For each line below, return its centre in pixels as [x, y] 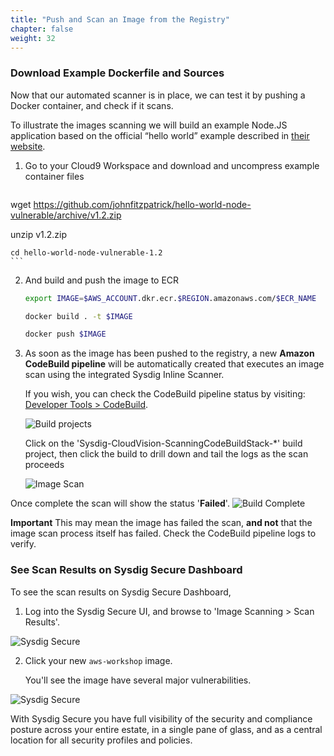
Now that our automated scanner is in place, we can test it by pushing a [158, 95]
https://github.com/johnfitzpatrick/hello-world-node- [142, 204]
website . [28, 146]
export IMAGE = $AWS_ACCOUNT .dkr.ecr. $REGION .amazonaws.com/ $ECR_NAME [170, 298]
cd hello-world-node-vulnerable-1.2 [86, 252]
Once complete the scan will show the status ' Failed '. [120, 503]
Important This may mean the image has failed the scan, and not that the [161, 523]
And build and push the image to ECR [102, 280]
